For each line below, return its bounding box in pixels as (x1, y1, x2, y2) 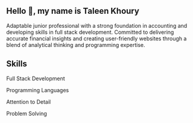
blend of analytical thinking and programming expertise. (6, 41, 145, 48)
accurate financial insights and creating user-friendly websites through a (6, 34, 187, 42)
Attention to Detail (6, 98, 51, 106)
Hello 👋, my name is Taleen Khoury (6, 6, 140, 16)
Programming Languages (6, 86, 69, 93)
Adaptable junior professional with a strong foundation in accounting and (6, 22, 188, 29)
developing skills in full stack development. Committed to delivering (6, 28, 174, 36)
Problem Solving (6, 110, 47, 117)
